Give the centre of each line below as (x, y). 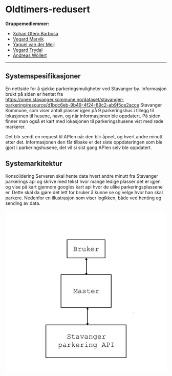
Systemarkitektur (34, 164)
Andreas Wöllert (30, 55)
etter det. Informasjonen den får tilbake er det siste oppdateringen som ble (84, 142)
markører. (16, 127)
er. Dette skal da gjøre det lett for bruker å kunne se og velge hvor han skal (84, 192)
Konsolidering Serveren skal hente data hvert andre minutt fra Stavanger (82, 176)
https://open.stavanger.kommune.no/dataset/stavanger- (65, 99)
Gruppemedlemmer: (27, 24)
